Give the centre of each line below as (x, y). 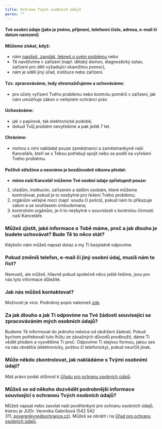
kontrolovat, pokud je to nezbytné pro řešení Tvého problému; (74, 195)
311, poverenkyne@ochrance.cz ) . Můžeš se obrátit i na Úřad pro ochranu (78, 416)
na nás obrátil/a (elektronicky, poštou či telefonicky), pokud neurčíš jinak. (78, 347)
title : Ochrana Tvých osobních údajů (43, 9)
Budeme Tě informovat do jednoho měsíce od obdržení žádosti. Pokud (75, 332)
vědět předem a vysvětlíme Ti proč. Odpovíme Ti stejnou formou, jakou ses (80, 342)
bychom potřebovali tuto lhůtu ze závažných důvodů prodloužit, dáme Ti (77, 337)
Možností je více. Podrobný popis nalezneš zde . (53, 302)
